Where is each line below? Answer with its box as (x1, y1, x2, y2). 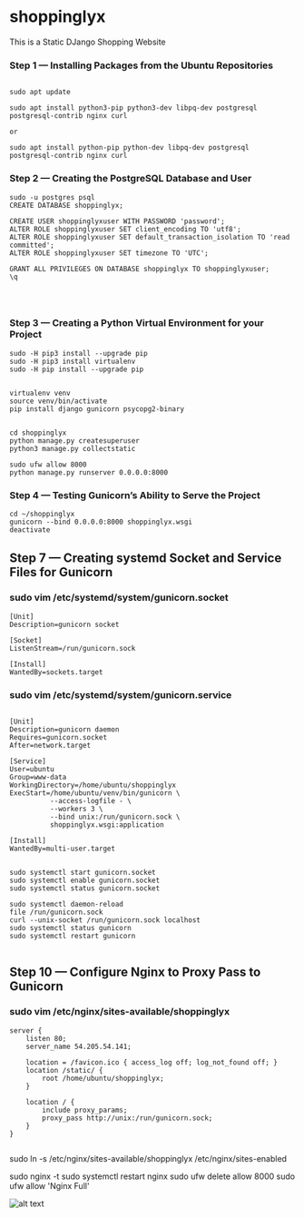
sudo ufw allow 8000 (9, 460, 88, 469)
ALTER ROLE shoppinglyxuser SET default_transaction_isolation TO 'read (9, 232, 290, 241)
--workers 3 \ (49, 805, 103, 814)
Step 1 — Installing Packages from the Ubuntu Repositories (9, 59, 274, 72)
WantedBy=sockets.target (9, 667, 103, 677)
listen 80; (25, 1034, 67, 1043)
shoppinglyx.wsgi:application (49, 820, 165, 829)
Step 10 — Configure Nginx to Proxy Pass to (9, 964, 261, 979)
